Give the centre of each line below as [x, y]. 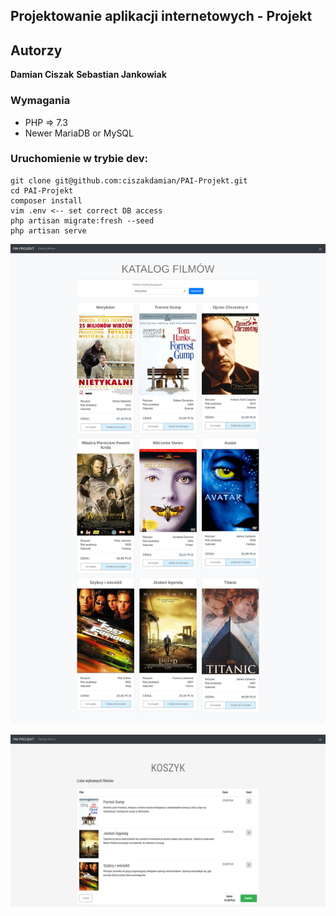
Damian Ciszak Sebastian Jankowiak [88, 75]
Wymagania [40, 101]
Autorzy [36, 50]
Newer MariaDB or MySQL [79, 133]
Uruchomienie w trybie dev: [79, 159]
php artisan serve [48, 230]
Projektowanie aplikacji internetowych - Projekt [161, 16]
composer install [46, 200]
